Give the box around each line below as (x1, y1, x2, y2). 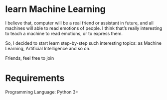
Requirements (5, 73, 65, 84)
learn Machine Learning (5, 3, 106, 15)
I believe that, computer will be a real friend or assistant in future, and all (5, 20, 154, 26)
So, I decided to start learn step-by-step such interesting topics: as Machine (5, 40, 162, 46)
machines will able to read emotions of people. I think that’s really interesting (5, 25, 163, 31)
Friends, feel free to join (5, 55, 54, 61)
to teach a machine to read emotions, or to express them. (5, 30, 123, 36)
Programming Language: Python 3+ (5, 89, 79, 95)
